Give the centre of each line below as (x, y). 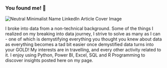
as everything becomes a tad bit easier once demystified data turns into (79, 44)
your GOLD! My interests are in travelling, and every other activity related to (83, 50)
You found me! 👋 (26, 8)
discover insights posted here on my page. (49, 60)
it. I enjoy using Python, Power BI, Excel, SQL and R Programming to (75, 55)
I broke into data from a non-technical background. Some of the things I (79, 28)
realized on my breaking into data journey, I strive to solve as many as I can (83, 34)
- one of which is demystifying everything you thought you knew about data (83, 39)
